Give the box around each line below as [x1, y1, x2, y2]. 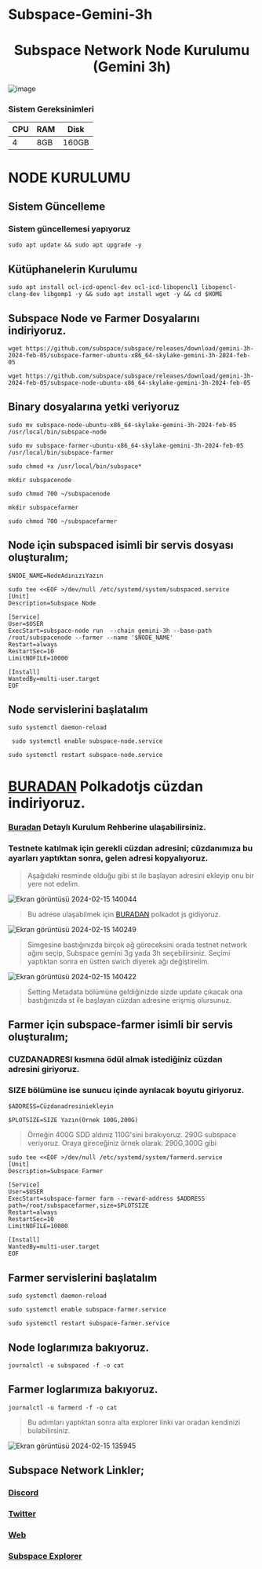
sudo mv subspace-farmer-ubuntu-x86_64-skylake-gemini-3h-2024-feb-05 [8, 441, 244, 449]
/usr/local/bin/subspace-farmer [8, 448, 114, 456]
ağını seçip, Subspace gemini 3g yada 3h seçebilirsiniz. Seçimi [27, 948, 231, 957]
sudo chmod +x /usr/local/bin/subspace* [8, 462, 143, 470]
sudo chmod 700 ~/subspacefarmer [8, 517, 118, 525]
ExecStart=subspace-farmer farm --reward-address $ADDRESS [8, 1195, 206, 1203]
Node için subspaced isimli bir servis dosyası [8, 539, 234, 552]
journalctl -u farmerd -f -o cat [8, 1403, 118, 1411]
